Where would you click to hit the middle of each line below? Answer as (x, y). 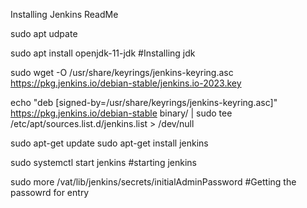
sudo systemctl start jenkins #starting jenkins (103, 162)
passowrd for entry (50, 192)
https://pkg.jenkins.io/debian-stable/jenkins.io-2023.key (126, 83)
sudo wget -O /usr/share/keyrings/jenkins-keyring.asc (122, 72)
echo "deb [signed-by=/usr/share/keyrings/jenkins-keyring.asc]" (144, 102)
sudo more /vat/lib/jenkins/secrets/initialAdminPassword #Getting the (153, 182)
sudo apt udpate (44, 33)
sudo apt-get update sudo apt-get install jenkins (109, 143)
